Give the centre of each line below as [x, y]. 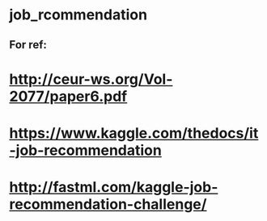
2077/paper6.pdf [68, 96]
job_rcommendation [78, 15]
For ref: [28, 45]
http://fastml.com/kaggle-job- [114, 188]
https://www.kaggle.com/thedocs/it [134, 133]
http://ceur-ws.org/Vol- [91, 79]
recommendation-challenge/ [108, 204]
